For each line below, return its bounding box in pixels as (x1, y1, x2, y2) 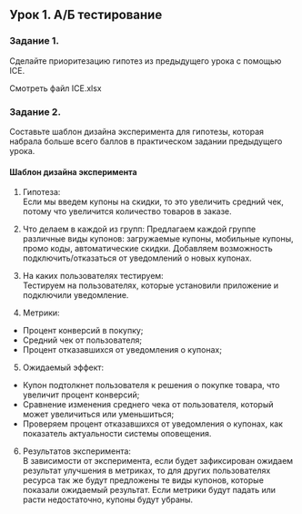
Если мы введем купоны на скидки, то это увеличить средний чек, (22, 196, 284, 208)
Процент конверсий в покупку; (22, 325, 144, 336)
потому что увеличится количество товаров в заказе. (22, 206, 232, 217)
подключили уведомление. (22, 290, 129, 301)
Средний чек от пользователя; (22, 334, 143, 345)
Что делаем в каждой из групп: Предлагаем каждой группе (22, 223, 257, 235)
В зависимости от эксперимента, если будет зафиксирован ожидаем (22, 456, 294, 467)
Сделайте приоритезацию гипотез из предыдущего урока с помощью (9, 55, 282, 67)
